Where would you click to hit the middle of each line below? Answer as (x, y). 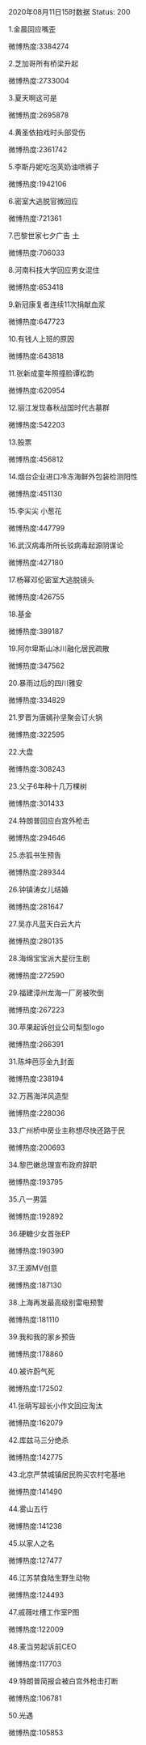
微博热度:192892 (36, 1216)
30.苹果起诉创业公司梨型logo (56, 1027)
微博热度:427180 (36, 562)
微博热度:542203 (37, 425)
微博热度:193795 (35, 1182)
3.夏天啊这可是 (33, 98)
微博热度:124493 (36, 1595)
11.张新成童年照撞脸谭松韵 (51, 373)
